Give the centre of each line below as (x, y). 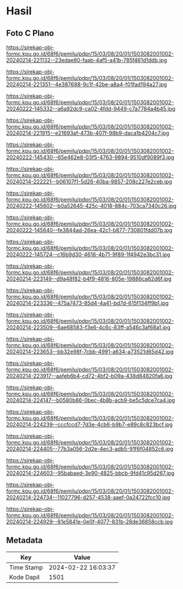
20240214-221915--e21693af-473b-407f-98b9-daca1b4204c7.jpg (88, 133)
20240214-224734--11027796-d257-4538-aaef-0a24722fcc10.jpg (88, 497)
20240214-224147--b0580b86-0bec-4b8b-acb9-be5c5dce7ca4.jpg (91, 400)
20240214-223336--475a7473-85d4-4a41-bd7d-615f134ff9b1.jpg (87, 303)
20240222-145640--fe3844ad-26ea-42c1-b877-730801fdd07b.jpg (89, 230)
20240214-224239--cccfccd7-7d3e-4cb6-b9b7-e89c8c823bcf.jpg (89, 425)
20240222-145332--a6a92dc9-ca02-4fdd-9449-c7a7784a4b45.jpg (91, 109)
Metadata (24, 540)
